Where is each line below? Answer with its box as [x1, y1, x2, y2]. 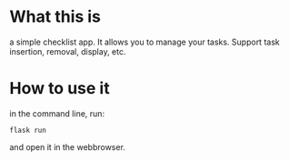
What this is [9, 6, 102, 27]
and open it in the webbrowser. [9, 141, 125, 152]
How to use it [9, 78, 111, 99]
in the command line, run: [9, 107, 105, 119]
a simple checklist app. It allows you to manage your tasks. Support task [9, 36, 280, 47]
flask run [9, 126, 47, 135]
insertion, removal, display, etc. [9, 45, 126, 56]
